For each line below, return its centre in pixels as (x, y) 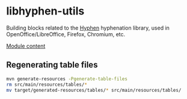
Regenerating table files (52, 65)
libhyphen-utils (45, 11)
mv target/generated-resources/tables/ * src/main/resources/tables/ (94, 90)
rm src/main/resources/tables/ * (47, 85)
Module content (26, 46)
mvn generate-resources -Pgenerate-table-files (67, 79)
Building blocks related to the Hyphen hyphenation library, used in (88, 28)
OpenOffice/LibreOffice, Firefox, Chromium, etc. (66, 34)
